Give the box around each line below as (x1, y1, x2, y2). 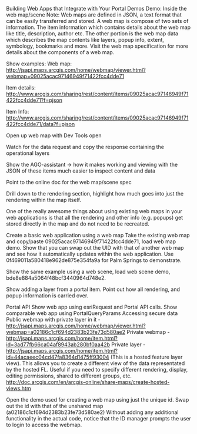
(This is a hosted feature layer (110, 353, 183, 360)
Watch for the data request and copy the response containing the (6, 144, 165, 150)
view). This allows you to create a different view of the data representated (6, 360, 185, 367)
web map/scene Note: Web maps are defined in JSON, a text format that (6, 11, 182, 18)
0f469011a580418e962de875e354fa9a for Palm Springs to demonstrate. (6, 257, 182, 264)
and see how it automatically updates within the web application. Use (6, 250, 174, 257)
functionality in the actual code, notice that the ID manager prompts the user (6, 415, 191, 422)
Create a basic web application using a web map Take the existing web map (6, 232, 190, 238)
